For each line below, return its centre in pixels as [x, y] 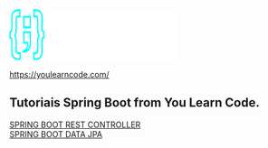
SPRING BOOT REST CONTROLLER [75, 125]
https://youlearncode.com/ [59, 74]
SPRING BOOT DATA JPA [56, 134]
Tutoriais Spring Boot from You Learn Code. [134, 103]
